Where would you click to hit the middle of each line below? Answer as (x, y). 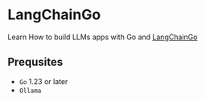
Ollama (30, 91)
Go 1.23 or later (43, 81)
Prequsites (35, 62)
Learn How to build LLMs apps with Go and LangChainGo (103, 37)
